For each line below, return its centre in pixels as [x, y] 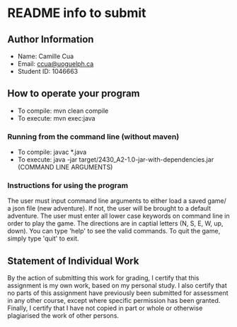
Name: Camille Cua [46, 56]
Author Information [51, 39]
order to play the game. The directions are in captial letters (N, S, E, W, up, [115, 223]
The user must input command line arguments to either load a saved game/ [117, 201]
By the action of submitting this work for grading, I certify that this [103, 278]
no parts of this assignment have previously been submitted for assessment [118, 293]
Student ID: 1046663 [48, 71]
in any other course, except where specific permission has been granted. [114, 301]
